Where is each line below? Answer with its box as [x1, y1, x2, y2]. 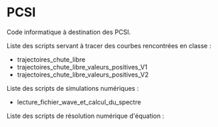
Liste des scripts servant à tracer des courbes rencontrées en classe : [6, 41, 212, 50]
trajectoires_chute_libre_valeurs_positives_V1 [16, 62, 148, 71]
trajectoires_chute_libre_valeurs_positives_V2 [16, 70, 149, 79]
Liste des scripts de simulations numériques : [6, 84, 139, 92]
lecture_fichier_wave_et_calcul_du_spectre [16, 97, 141, 106]
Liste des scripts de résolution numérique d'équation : [6, 111, 165, 120]
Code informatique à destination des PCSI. [6, 28, 131, 36]
